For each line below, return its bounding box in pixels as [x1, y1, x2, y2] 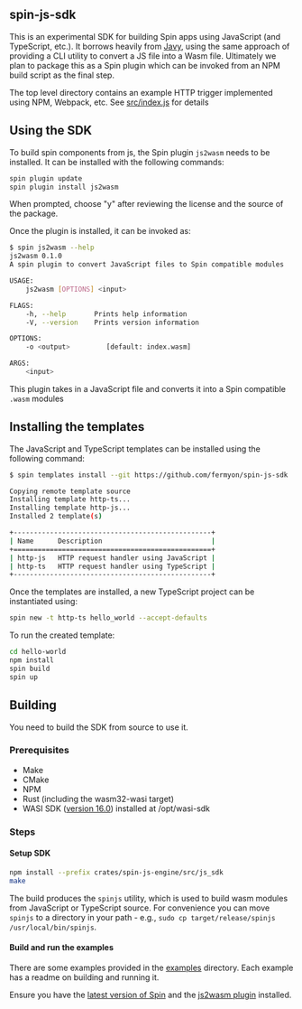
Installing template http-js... [9, 503, 131, 513]
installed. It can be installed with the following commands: [9, 156, 224, 167]
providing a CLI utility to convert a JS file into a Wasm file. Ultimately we [9, 50, 277, 61]
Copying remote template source [9, 487, 131, 496]
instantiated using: [9, 596, 78, 607]
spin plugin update [9, 173, 83, 183]
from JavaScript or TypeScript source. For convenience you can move [9, 902, 270, 913]
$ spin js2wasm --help [9, 243, 95, 252]
